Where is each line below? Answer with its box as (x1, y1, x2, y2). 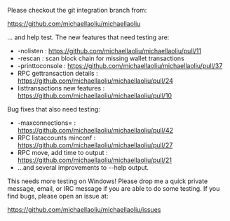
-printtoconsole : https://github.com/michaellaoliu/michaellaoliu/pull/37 (17, 62, 223, 69)
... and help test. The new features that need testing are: (7, 33, 170, 41)
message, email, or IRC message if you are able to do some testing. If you (7, 185, 220, 192)
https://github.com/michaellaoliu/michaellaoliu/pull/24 (17, 76, 174, 85)
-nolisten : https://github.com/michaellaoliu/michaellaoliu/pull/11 (17, 47, 202, 55)
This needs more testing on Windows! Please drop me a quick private (7, 177, 208, 185)
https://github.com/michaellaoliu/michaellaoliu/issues (7, 206, 161, 213)
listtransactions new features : (17, 84, 105, 92)
